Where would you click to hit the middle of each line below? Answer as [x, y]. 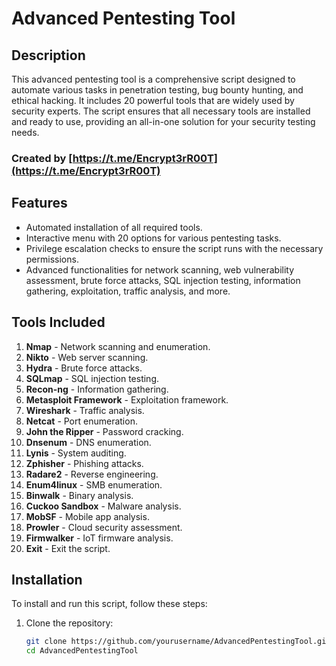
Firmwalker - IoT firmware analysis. [99, 538]
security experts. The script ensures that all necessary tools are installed [161, 111]
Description [48, 55]
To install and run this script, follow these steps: [109, 604]
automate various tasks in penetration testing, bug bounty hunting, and [157, 90]
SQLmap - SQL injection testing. [92, 378]
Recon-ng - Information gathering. [97, 389]
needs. [25, 132]
